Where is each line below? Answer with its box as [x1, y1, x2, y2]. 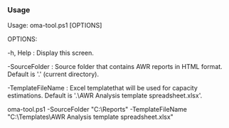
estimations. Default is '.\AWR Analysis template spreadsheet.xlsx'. [7, 91, 203, 100]
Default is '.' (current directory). [7, 70, 100, 79]
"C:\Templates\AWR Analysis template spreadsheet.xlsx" [7, 112, 174, 122]
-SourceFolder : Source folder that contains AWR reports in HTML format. [7, 63, 223, 71]
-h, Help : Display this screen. [7, 48, 95, 58]
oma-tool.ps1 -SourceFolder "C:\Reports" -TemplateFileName [7, 105, 187, 114]
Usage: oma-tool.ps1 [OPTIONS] [7, 21, 102, 30]
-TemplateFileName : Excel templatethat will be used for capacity [7, 84, 198, 92]
